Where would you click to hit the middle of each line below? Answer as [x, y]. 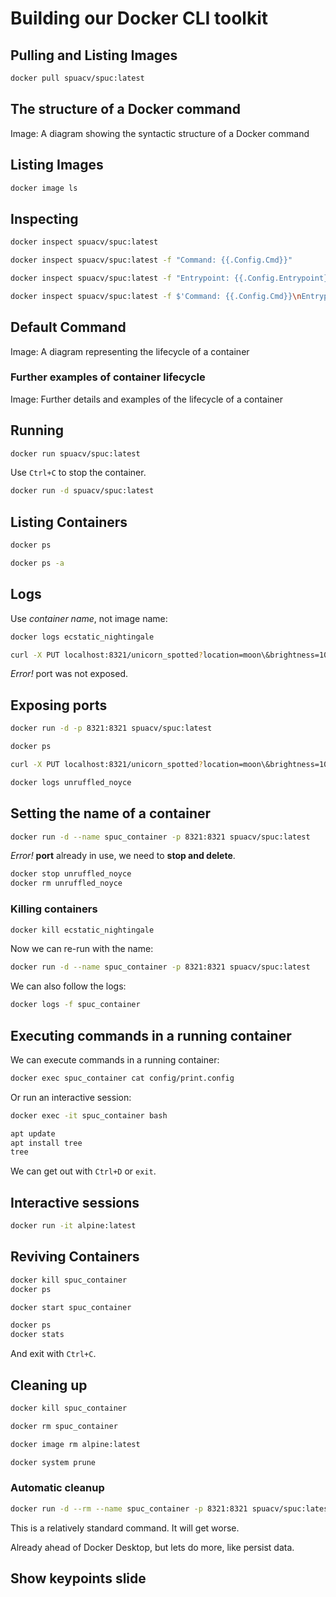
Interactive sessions [75, 1202]
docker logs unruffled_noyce [71, 782]
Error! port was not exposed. [69, 674]
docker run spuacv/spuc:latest [75, 453]
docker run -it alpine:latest [73, 1226]
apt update [33, 1133]
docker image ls [44, 188]
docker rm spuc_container [64, 1426]
